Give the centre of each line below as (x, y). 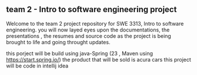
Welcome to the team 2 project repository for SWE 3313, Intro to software (95, 23)
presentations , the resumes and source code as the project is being (89, 36)
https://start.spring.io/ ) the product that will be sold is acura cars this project (98, 59)
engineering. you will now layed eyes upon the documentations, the (88, 30)
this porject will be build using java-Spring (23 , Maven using (80, 53)
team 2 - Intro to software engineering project (91, 10)
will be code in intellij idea (37, 66)
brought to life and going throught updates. (58, 42)
